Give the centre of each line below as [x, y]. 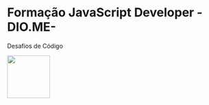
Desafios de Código [35, 46]
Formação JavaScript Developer [101, 13]
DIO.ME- [32, 27]
